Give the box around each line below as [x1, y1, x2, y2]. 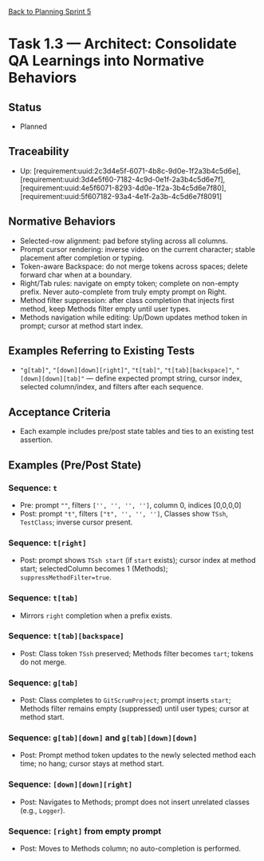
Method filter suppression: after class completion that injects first [19, 295, 234, 305]
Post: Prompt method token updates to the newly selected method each [19, 751, 257, 760]
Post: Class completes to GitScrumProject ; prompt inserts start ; [19, 696, 231, 705]
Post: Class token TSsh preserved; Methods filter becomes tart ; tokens [19, 648, 254, 658]
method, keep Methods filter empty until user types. [19, 304, 191, 313]
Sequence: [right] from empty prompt [8, 825, 162, 836]
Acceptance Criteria [8, 405, 111, 419]
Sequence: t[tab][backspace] [8, 631, 124, 642]
